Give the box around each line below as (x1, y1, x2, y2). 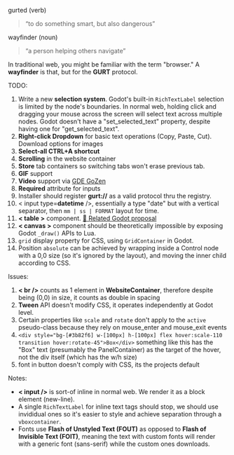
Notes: (8, 374, 27, 382)
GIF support (18, 170, 53, 177)
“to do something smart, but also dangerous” (25, 20, 156, 27)
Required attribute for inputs (18, 184, 101, 192)
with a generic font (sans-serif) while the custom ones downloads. (18, 440, 210, 448)
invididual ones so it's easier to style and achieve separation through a (18, 410, 222, 418)
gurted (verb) (8, 6, 47, 14)
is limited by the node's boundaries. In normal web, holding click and (18, 102, 216, 111)
